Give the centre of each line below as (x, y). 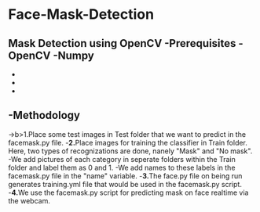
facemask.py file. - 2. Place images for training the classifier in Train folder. (128, 142)
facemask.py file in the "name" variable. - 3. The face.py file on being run (125, 176)
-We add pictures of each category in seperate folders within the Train (122, 159)
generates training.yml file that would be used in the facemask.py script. (125, 184)
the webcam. (29, 200)
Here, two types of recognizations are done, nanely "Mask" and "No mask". (130, 151)
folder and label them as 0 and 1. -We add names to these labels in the (122, 167)
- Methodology (44, 115)
